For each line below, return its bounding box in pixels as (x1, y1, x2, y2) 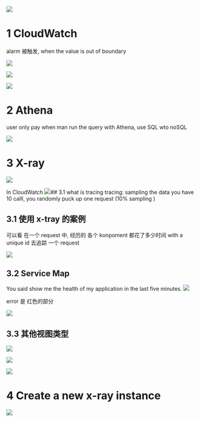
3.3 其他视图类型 (6, 328, 69, 339)
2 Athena (6, 103, 53, 117)
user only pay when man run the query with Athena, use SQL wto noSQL (6, 123, 187, 131)
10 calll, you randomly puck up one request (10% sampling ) (6, 195, 156, 202)
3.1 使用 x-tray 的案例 (6, 214, 86, 224)
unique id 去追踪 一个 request (6, 239, 80, 246)
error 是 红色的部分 (6, 298, 54, 305)
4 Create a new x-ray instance (6, 389, 161, 403)
